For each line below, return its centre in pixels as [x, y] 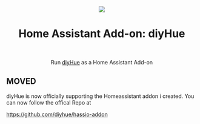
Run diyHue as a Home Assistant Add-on [102, 62]
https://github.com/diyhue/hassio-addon [57, 114]
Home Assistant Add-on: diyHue [102, 34]
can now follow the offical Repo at [49, 102]
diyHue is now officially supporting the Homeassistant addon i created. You [100, 96]
